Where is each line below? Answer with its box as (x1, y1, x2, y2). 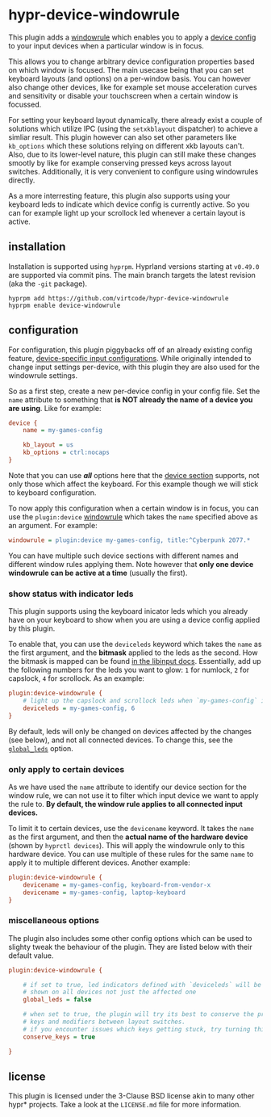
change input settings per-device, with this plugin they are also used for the (8, 362, 261, 372)
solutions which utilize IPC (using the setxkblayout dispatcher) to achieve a (8, 124, 258, 133)
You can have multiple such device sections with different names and (8, 551, 240, 561)
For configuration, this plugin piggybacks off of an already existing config (8, 345, 252, 355)
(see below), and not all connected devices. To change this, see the (8, 735, 234, 745)
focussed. (8, 99, 42, 109)
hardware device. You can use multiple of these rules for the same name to (8, 849, 254, 859)
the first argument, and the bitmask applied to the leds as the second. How (8, 648, 258, 657)
